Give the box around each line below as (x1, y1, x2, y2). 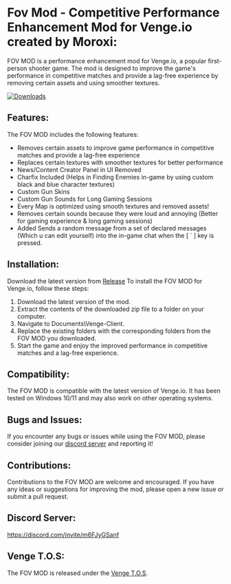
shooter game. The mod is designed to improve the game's (28, 64, 196, 72)
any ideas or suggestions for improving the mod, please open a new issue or (7, 485, 224, 493)
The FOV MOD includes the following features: (7, 130, 139, 138)
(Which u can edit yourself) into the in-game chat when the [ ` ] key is (16, 231, 214, 239)
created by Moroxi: (7, 34, 118, 50)
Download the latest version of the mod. (16, 297, 131, 305)
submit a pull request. (7, 493, 69, 500)
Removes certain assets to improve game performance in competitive (16, 143, 214, 152)
